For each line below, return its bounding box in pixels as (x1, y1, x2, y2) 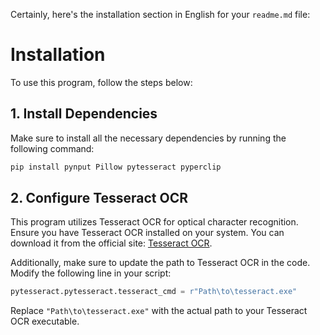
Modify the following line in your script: (10, 267, 172, 279)
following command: (10, 142, 95, 154)
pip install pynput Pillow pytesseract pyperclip (10, 162, 222, 172)
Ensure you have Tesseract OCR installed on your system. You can (10, 227, 285, 239)
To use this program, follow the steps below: (10, 76, 193, 88)
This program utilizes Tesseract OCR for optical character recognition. (10, 216, 299, 228)
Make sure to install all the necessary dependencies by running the (10, 132, 287, 144)
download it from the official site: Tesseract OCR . (10, 237, 213, 249)
